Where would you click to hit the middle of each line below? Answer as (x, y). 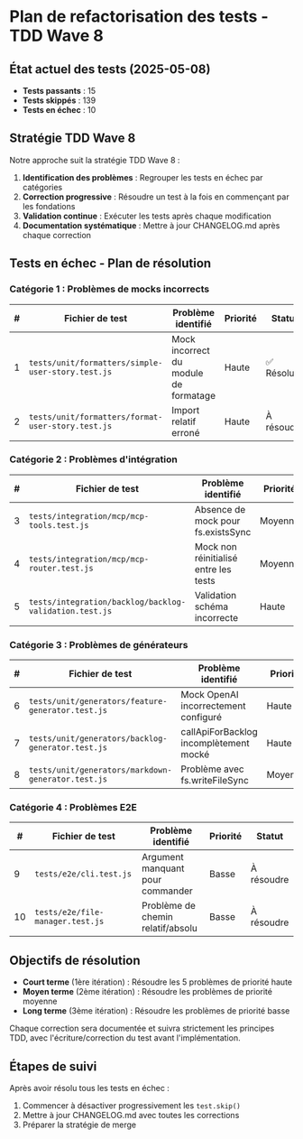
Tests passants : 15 (59, 91)
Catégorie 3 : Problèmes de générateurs (99, 644)
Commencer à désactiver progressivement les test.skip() (132, 1106)
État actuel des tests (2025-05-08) (110, 69)
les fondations (49, 206)
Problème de (169, 906)
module (187, 373)
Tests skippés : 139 (59, 100)
